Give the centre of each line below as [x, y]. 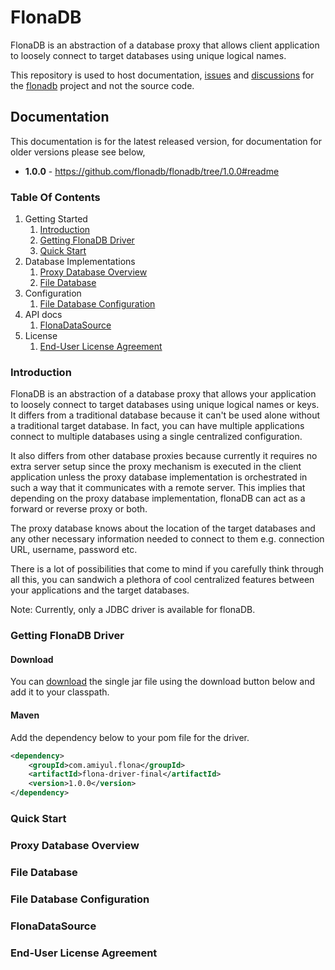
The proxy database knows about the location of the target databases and [163, 528]
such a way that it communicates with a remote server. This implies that [158, 488]
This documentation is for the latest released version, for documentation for [166, 141]
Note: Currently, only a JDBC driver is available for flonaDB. [133, 610]
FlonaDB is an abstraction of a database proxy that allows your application [163, 394]
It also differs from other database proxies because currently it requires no [164, 456]
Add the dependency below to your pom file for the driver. [130, 737]
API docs [43, 315]
